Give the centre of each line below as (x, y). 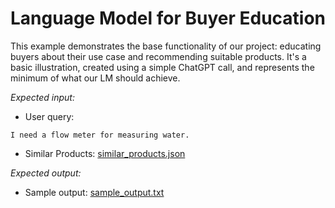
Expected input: (42, 97)
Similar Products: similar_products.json (105, 153)
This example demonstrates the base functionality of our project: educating (166, 46)
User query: (49, 116)
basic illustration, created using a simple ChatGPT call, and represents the (162, 67)
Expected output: (46, 173)
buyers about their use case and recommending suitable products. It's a (158, 56)
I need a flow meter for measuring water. (100, 135)
